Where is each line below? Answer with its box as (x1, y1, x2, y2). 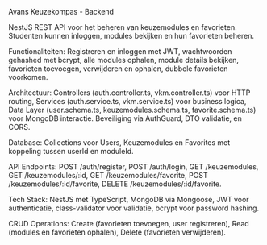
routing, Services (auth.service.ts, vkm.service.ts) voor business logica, (8, 97, 247, 106)
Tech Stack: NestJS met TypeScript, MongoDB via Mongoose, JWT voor (8, 195, 249, 204)
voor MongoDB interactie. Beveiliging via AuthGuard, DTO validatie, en (8, 114, 242, 123)
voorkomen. (8, 73, 48, 81)
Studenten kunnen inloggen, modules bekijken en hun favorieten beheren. (8, 31, 255, 40)
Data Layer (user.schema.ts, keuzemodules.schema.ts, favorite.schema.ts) (8, 105, 257, 114)
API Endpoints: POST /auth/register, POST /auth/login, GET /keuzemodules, (8, 162, 259, 172)
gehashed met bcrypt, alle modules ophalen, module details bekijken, (8, 56, 240, 64)
